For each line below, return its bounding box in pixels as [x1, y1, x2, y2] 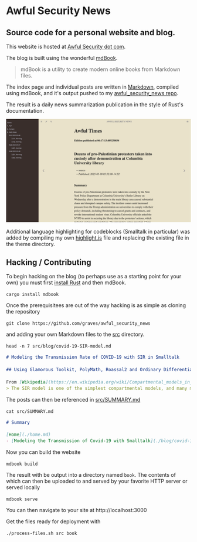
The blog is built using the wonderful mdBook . [6, 55, 118, 61]
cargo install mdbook [6, 292, 59, 298]
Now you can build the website [6, 449, 81, 456]
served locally [6, 484, 40, 491]
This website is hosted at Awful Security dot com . [6, 43, 126, 50]
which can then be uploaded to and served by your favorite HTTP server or [6, 477, 188, 485]
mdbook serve [6, 496, 38, 503]
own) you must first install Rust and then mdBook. [6, 279, 127, 286]
